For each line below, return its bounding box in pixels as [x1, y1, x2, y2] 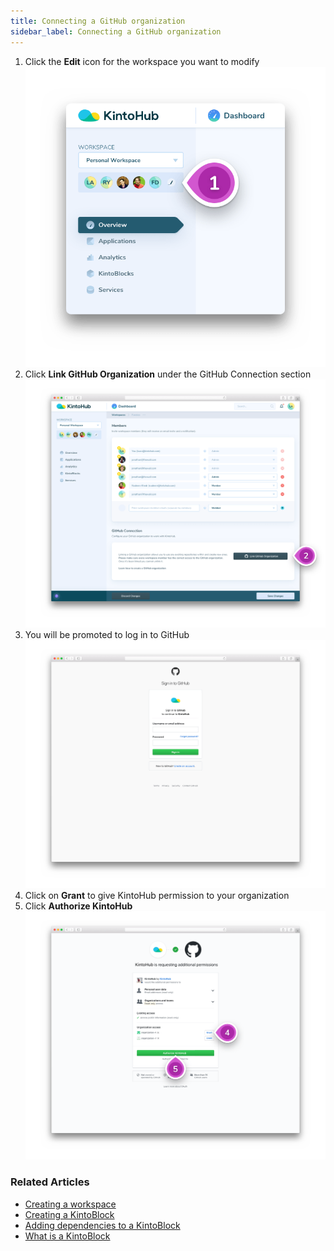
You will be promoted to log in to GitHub [24, 628, 190, 640]
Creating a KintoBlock [24, 1208, 115, 1220]
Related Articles [10, 1175, 90, 1189]
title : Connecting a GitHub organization [10, 16, 186, 26]
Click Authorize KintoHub [24, 900, 133, 912]
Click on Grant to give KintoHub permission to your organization [24, 890, 290, 902]
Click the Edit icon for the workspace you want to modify [24, 55, 260, 67]
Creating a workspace [24, 1198, 117, 1210]
